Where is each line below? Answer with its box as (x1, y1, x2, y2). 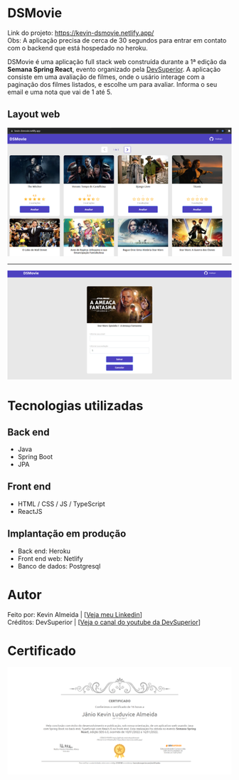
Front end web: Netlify (17, 554, 83, 563)
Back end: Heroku (17, 547, 71, 555)
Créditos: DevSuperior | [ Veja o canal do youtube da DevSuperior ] (7, 618, 201, 626)
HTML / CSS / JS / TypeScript (17, 500, 105, 508)
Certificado (7, 643, 76, 659)
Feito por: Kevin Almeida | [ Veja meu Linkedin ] (7, 610, 142, 618)
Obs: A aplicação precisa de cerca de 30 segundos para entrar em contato (7, 36, 227, 44)
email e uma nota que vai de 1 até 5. (7, 88, 112, 96)
